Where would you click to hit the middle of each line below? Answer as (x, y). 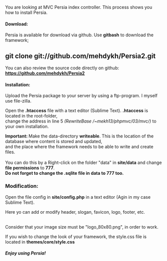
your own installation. (27, 127)
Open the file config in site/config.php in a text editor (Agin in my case (78, 197)
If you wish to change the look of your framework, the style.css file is (76, 237)
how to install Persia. (26, 12)
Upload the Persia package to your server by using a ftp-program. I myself (81, 96)
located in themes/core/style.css (40, 242)
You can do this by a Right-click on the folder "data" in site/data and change (83, 163)
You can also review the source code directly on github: (62, 68)
